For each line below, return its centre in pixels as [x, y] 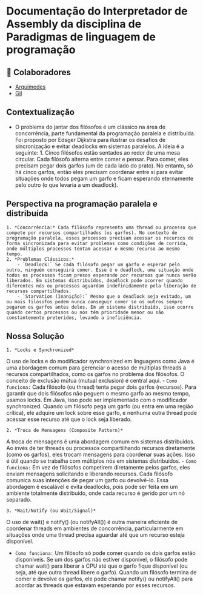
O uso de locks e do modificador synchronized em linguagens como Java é [101, 361]
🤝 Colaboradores [39, 72]
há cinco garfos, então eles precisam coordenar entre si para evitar [99, 172]
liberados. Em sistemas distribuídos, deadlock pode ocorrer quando [95, 280]
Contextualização [40, 113]
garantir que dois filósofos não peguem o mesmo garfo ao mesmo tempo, [98, 394]
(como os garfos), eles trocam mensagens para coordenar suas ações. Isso [101, 455]
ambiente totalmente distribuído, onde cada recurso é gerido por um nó [95, 493]
